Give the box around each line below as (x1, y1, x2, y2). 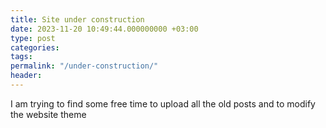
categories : (10, 42, 60, 53)
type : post (10, 33, 56, 43)
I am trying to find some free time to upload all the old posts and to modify (10, 97, 316, 110)
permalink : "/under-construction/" (10, 61, 159, 71)
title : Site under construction (10, 14, 145, 25)
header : (10, 71, 43, 81)
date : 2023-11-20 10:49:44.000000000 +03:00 (10, 24, 199, 34)
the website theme (10, 108, 87, 120)
